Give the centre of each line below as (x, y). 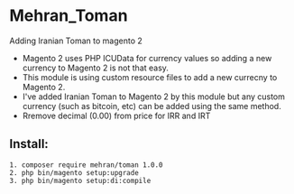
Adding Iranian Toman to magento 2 (76, 41)
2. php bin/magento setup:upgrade (74, 172)
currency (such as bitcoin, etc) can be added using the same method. (152, 106)
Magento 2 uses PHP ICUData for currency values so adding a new (147, 58)
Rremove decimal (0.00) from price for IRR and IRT (116, 115)
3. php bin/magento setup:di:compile (80, 180)
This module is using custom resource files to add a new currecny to (150, 77)
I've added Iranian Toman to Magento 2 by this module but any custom (154, 97)
